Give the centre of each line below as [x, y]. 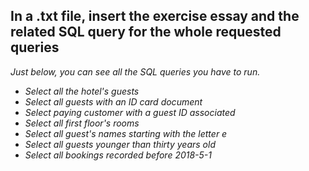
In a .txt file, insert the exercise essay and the [155, 16]
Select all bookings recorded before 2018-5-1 [118, 155]
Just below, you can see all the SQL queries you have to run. [135, 71]
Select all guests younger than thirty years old [120, 144]
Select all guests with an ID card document [113, 101]
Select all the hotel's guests [82, 91]
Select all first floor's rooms [82, 123]
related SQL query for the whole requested [146, 32]
